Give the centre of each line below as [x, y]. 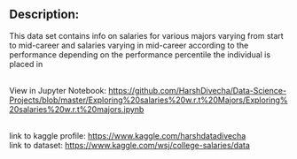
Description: [44, 15]
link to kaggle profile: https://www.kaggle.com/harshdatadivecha [128, 135]
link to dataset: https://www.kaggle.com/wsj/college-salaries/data [130, 145]
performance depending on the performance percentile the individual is [140, 54]
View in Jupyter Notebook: [58, 90]
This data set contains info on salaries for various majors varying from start [146, 35]
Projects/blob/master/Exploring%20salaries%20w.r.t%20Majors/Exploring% [148, 100]
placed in [26, 64]
